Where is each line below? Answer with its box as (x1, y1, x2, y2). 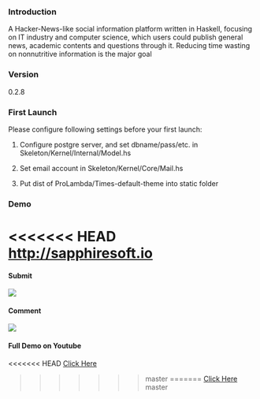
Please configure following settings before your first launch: (8, 125, 202, 134)
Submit (8, 270, 33, 280)
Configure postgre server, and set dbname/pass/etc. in (19, 140, 199, 149)
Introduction (8, 6, 57, 17)
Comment (8, 306, 42, 315)
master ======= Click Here (145, 374, 238, 383)
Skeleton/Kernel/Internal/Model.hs (19, 148, 132, 158)
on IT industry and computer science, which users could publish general (8, 32, 243, 42)
